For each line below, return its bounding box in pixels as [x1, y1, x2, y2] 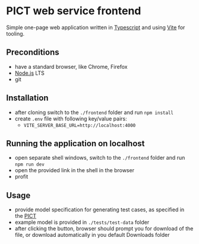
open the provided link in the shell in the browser [14, 167, 135, 174]
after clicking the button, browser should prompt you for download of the [14, 225, 194, 232]
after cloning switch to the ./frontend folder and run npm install [14, 109, 174, 116]
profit [14, 173, 29, 180]
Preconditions [6, 47, 59, 58]
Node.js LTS [14, 69, 45, 77]
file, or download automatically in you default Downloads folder [14, 232, 170, 239]
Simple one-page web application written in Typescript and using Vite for [6, 24, 185, 31]
